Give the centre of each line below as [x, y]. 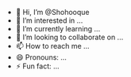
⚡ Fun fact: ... [37, 66]
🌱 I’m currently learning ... [58, 29]
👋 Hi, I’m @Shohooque [52, 12]
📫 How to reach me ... [52, 46]
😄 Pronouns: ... [41, 57]
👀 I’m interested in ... [49, 20]
